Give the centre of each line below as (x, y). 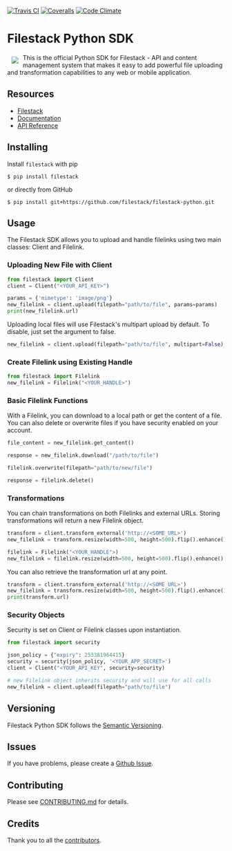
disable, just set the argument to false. (61, 332)
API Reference (38, 125)
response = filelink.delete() (51, 480)
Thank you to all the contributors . (55, 840)
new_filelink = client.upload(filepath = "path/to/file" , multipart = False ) (116, 345)
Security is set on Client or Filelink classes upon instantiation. (94, 630)
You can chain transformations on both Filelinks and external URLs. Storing (114, 513)
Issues (22, 747)
